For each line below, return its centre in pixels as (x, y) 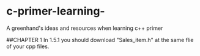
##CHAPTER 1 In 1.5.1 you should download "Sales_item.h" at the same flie (100, 40)
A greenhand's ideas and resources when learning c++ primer (85, 28)
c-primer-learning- (56, 11)
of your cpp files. (28, 46)
